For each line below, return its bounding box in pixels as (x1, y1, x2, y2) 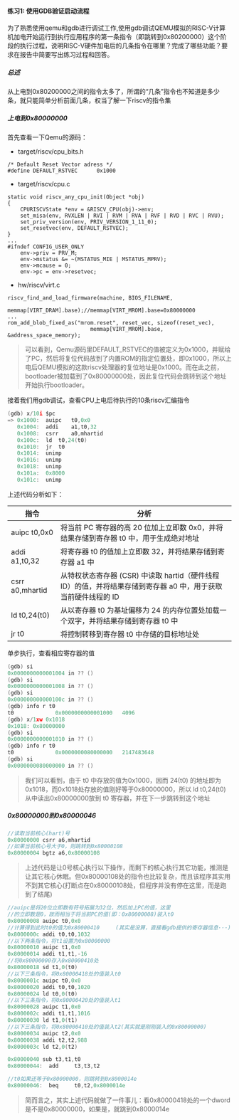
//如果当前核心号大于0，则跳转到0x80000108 (7, 843, 123, 850)
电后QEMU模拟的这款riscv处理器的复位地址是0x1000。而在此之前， (24, 363, 223, 371)
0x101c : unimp (16, 476, 62, 483)
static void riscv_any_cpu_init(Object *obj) (7, 194, 144, 201)
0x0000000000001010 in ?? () (7, 736, 94, 743)
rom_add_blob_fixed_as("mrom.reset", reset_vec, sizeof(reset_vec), (7, 319, 215, 327)
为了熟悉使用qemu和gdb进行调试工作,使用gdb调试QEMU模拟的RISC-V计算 (7, 23, 226, 32)
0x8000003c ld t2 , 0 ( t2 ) (7, 1043, 78, 1050)
